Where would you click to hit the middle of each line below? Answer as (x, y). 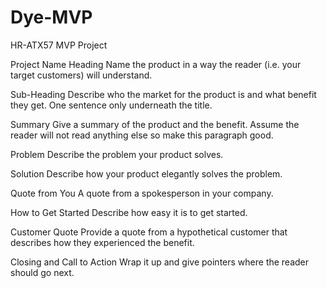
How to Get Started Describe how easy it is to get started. (129, 212)
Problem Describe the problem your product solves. (117, 154)
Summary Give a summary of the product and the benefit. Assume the (155, 124)
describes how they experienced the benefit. (102, 242)
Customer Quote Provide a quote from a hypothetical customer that (149, 232)
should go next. (42, 272)
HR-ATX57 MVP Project (59, 45)
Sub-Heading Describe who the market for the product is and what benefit (163, 94)
